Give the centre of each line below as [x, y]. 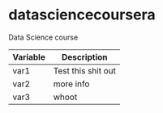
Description [84, 56]
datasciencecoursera [82, 15]
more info [71, 84]
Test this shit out [84, 70]
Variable [29, 56]
